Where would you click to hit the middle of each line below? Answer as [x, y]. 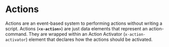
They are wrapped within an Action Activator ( [77, 34]
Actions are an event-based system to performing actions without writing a [84, 23]
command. [17, 34]
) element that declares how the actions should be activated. [89, 39]
